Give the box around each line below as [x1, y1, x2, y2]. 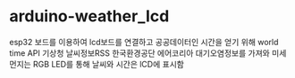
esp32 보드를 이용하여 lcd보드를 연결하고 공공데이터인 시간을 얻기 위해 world [9, 36, 279, 47]
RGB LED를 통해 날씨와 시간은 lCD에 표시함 [32, 58, 185, 69]
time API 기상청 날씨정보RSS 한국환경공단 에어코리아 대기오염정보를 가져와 [9, 47, 270, 58]
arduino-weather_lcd [9, 6, 170, 27]
